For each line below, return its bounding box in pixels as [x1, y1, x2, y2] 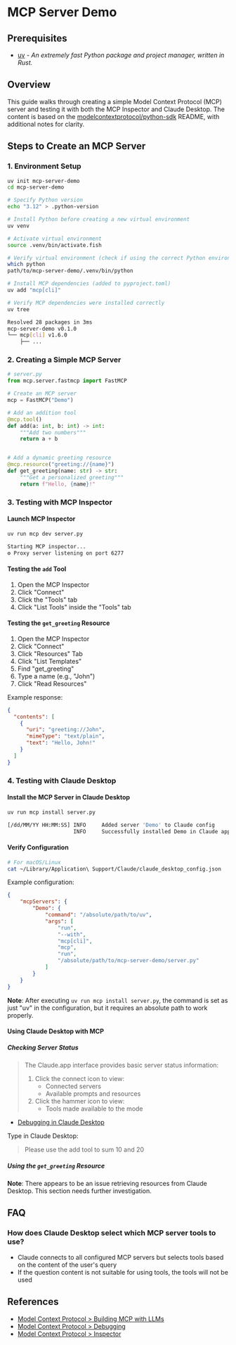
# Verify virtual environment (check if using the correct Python [7, 254, 206, 261]
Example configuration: [7, 878, 75, 887]
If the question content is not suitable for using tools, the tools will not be [17, 1268, 228, 1276]
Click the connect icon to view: [34, 1075, 125, 1083]
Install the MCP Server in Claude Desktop [7, 793, 131, 802]
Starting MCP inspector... [7, 543, 86, 550]
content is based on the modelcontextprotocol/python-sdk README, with [7, 112, 220, 120]
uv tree [7, 305, 30, 313]
